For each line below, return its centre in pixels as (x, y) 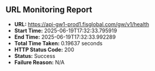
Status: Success (35, 55)
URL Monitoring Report (49, 10)
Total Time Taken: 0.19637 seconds (58, 43)
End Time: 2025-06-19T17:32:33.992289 (65, 37)
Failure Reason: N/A (39, 62)
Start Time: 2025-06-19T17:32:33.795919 (66, 30)
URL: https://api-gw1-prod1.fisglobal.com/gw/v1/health (82, 24)
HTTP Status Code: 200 (44, 50)
